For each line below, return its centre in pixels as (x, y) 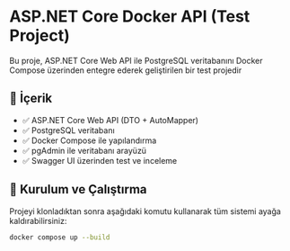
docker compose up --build (60, 237)
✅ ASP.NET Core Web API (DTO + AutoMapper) (110, 120)
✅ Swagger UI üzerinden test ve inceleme (100, 160)
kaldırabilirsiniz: (38, 220)
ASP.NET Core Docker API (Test (130, 17)
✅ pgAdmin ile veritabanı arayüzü (84, 150)
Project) (40, 36)
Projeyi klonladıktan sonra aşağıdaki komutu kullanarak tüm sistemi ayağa (145, 211)
